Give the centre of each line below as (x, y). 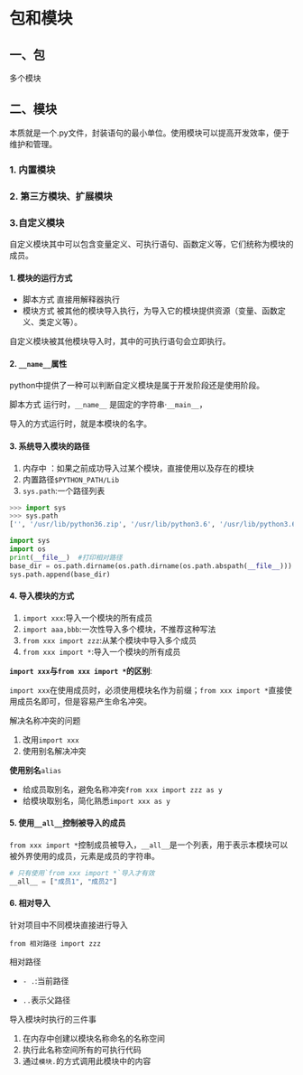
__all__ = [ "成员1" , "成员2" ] (63, 882)
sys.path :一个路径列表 (64, 491)
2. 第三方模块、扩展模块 (61, 196)
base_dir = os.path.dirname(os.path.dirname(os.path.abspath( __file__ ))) (151, 566)
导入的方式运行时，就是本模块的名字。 (80, 424)
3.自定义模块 (37, 222)
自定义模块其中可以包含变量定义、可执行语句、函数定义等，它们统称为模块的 (151, 244)
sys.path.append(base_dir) (60, 575)
